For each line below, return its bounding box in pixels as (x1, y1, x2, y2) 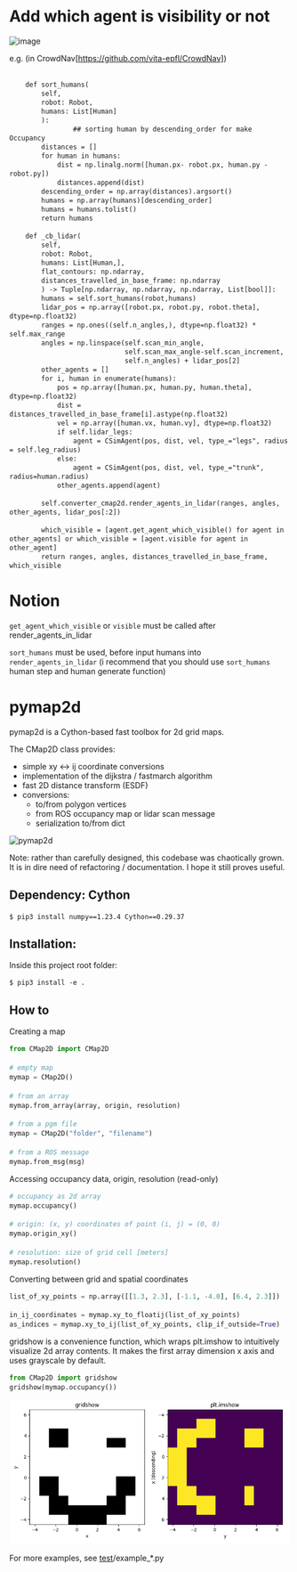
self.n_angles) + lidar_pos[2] (124, 356, 241, 365)
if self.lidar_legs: (56, 428, 133, 436)
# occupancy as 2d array (9, 1192, 101, 1201)
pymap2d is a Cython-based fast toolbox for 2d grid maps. (9, 726, 225, 737)
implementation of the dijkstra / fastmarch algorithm (21, 770, 213, 781)
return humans (41, 214, 93, 223)
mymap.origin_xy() (9, 1229, 77, 1239)
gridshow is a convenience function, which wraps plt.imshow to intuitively (9, 1336, 280, 1347)
